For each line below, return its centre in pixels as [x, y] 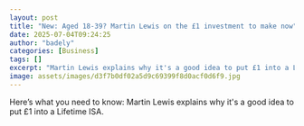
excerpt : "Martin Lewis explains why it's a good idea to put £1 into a [149, 68]
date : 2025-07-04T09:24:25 [60, 34]
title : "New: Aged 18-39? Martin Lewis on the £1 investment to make [143, 26]
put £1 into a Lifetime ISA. [57, 111]
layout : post [34, 18]
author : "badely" [42, 43]
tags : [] [26, 59]
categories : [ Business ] [54, 51]
